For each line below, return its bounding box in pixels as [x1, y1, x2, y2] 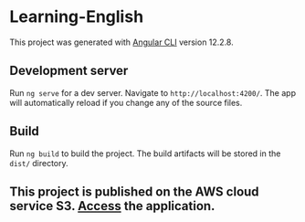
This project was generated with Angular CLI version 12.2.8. [9, 37, 235, 48]
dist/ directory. [9, 157, 68, 168]
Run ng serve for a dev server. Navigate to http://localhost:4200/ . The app [9, 87, 297, 98]
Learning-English [9, 6, 144, 27]
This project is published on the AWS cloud [9, 184, 259, 199]
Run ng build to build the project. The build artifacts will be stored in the [9, 148, 281, 159]
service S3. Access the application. [9, 198, 216, 214]
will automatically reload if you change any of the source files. [9, 97, 243, 108]
